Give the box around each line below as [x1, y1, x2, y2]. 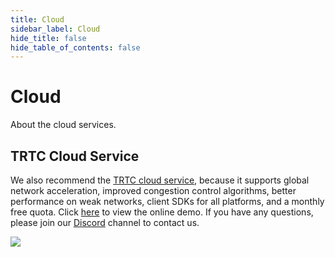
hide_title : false [10, 33, 87, 43]
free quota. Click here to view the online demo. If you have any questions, [10, 206, 314, 218]
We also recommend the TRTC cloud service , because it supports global [10, 174, 310, 186]
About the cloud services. [10, 119, 117, 131]
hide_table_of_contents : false [10, 42, 141, 53]
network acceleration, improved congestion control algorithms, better [10, 185, 297, 196]
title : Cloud [10, 14, 65, 25]
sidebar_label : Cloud [10, 24, 101, 34]
